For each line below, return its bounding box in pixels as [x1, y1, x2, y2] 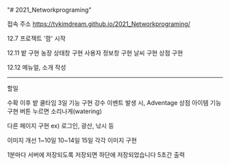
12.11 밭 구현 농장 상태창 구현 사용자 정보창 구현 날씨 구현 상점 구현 [7, 49, 183, 57]
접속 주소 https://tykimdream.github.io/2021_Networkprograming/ [7, 20, 190, 28]
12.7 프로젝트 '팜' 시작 [7, 34, 66, 42]
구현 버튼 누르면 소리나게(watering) [7, 107, 103, 115]
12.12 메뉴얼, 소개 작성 [7, 63, 66, 71]
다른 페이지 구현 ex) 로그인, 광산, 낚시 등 [7, 122, 114, 130]
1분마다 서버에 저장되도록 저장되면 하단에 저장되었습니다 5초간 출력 [7, 151, 186, 159]
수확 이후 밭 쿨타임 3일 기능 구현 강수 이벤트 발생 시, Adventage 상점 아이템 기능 [7, 99, 222, 106]
